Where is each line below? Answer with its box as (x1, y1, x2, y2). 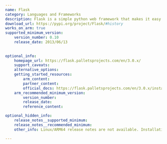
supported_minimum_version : (5, 30, 64, 35)
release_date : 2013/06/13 (14, 40, 68, 45)
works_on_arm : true (5, 26, 46, 31)
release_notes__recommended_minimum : (14, 122, 92, 127)
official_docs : (23, 85, 55, 91)
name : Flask (5, 7, 30, 12)
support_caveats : (14, 63, 50, 68)
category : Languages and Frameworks (5, 12, 81, 17)
